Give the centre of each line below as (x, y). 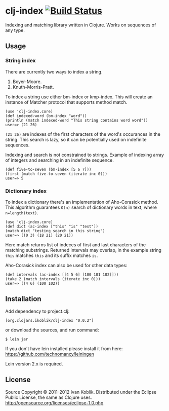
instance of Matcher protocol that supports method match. (66, 102)
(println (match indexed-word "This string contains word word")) (77, 120)
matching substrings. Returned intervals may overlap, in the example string (83, 250)
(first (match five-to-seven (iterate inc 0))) (56, 174)
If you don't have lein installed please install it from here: (64, 348)
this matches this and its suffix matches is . (52, 255)
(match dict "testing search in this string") (55, 231)
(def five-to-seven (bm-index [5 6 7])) (49, 169)
